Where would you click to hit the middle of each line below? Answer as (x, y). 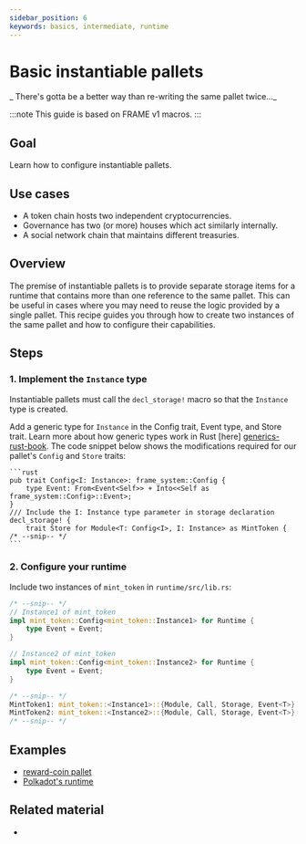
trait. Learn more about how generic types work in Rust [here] (125, 436)
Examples (38, 750)
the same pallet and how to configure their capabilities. (112, 324)
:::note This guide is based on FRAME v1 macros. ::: (106, 114)
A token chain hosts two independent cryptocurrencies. (127, 216)
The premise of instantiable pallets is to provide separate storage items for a (153, 286)
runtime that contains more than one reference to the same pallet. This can (150, 295)
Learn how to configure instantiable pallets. (91, 165)
